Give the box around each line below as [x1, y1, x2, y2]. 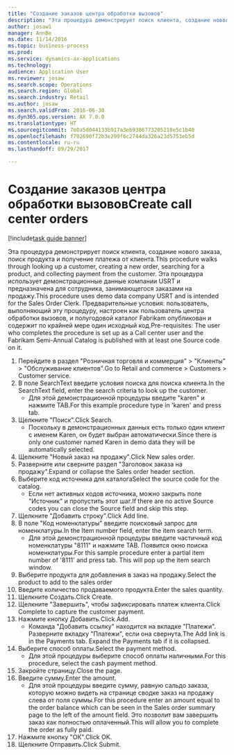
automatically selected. [28, 445, 95, 453]
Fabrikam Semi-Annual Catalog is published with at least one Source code [8, 336, 220, 344]
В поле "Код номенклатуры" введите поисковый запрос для [17, 518, 197, 527]
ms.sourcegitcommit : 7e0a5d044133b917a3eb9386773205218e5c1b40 [8, 126, 195, 133]
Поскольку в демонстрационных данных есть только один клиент [28, 423, 225, 431]
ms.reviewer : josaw [8, 74, 65, 82]
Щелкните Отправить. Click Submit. [17, 740, 121, 748]
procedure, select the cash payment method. [28, 659, 158, 667]
